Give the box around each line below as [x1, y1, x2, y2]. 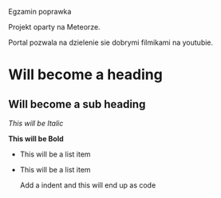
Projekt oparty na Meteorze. [8, 22, 101, 31]
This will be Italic [8, 119, 64, 128]
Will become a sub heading [8, 97, 146, 111]
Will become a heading [8, 65, 164, 84]
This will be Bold [8, 134, 64, 143]
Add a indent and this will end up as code [19, 180, 156, 190]
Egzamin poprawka [8, 7, 72, 16]
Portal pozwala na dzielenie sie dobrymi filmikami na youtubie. [8, 38, 214, 47]
